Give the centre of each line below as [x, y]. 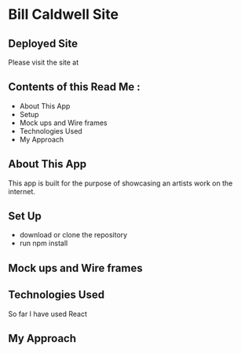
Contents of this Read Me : [74, 87]
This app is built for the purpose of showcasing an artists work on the [120, 183]
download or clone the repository [73, 235]
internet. [22, 191]
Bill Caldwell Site [64, 15]
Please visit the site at [44, 62]
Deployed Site [43, 44]
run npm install [44, 243]
